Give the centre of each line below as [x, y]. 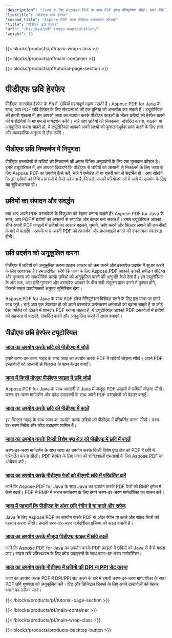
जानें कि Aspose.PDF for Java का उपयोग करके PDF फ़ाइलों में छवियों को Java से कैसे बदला [85, 548]
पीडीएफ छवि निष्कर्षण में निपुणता [43, 149]
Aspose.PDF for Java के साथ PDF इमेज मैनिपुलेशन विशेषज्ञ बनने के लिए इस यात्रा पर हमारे [83, 299]
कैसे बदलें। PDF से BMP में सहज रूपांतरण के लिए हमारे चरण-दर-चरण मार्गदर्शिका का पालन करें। [85, 492]
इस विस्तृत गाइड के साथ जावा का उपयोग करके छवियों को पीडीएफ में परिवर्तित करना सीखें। [78, 420]
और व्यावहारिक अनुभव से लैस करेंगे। [35, 133]
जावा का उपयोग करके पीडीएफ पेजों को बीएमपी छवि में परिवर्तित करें [66, 475]
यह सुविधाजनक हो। [22, 184]
